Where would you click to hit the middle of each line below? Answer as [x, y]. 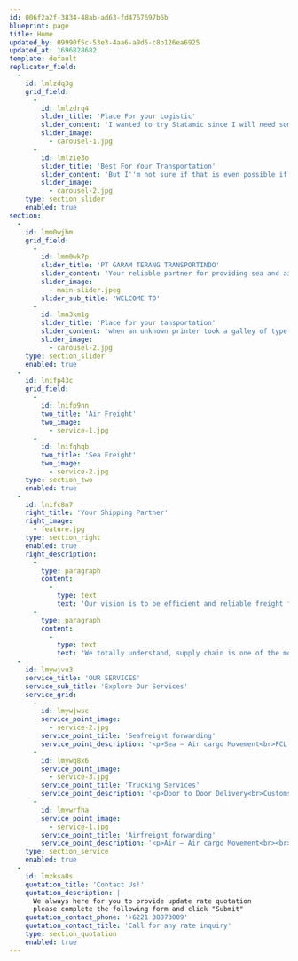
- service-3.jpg [78, 777]
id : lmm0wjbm [49, 232]
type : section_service [67, 852]
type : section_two [59, 480]
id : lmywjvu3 [49, 670]
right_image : [49, 521]
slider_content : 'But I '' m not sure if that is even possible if [165, 174]
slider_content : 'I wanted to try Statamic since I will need [158, 125]
